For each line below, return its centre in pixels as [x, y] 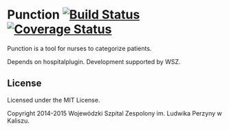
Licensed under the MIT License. [54, 100]
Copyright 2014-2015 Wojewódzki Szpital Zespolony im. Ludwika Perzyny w [115, 113]
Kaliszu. [18, 120]
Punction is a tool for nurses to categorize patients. [79, 48]
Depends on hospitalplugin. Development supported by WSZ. [94, 61]
